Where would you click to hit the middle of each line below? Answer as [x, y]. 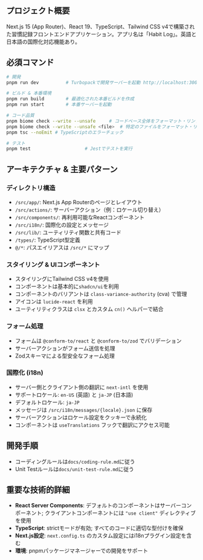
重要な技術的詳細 [38, 490]
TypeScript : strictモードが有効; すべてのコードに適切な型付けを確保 [99, 528]
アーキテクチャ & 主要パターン [62, 169]
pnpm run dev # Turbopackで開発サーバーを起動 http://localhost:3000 [103, 82]
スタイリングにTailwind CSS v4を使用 [62, 279]
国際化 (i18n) [25, 373]
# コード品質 [20, 115]
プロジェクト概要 [38, 11]
